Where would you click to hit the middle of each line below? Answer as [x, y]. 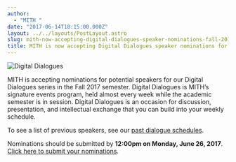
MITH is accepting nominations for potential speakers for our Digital [105, 80]
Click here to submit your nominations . [63, 151]
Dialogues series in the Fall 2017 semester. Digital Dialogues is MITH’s [108, 87]
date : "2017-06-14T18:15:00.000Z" [58, 27]
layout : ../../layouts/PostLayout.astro [67, 33]
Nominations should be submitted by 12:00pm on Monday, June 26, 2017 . [115, 143]
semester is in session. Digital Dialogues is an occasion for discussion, [110, 102]
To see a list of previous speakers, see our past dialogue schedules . [106, 130]
